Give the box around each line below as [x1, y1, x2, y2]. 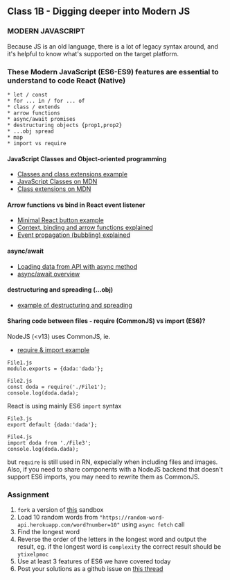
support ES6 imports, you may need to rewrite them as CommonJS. [7, 472, 200, 481]
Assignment [7, 490, 50, 499]
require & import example [17, 346, 90, 354]
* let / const [7, 91, 48, 98]
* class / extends [7, 103, 60, 110]
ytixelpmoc [17, 552, 49, 558]
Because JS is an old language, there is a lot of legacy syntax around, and [7, 42, 218, 51]
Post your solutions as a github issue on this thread [17, 565, 163, 573]
